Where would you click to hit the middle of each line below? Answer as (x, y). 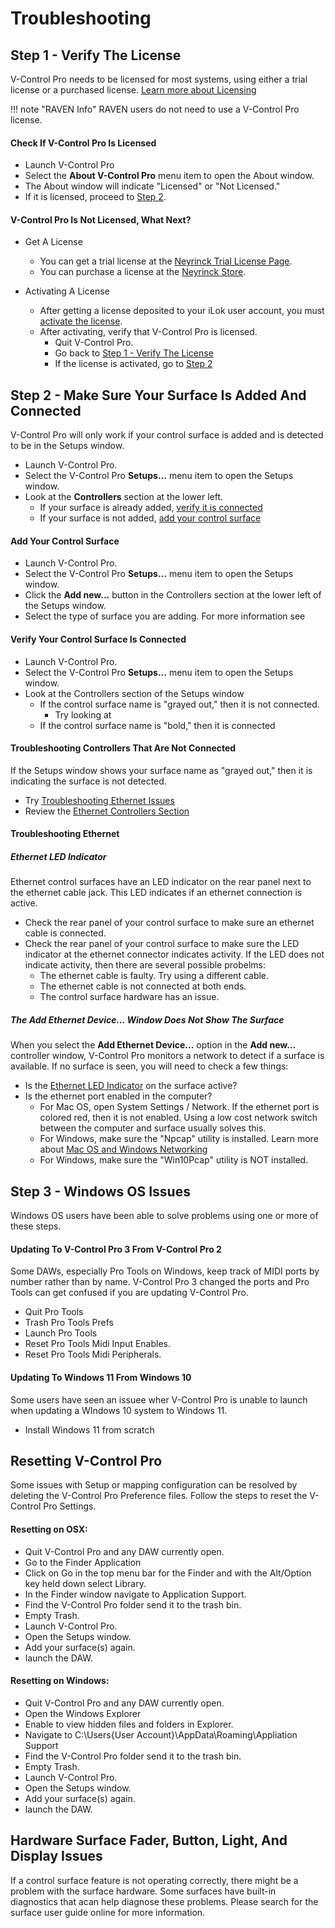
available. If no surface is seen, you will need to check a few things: (149, 1066)
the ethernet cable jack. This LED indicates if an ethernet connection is (156, 893)
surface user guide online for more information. (108, 1912)
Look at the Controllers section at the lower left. (124, 497)
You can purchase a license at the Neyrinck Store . (143, 272)
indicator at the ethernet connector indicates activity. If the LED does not (174, 954)
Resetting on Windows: (60, 1681)
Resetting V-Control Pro (86, 1460)
